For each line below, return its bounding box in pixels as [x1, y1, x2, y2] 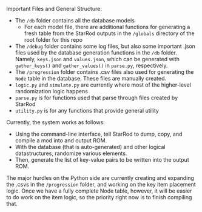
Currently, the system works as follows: [6, 119, 105, 126]
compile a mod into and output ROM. [15, 137, 107, 144]
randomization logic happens [15, 88, 88, 94]
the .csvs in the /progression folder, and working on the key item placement [6, 181, 196, 188]
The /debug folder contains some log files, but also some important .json [15, 42, 196, 50]
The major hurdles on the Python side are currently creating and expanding [6, 174, 194, 181]
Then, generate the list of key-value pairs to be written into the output [15, 156, 189, 163]
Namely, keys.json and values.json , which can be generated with [15, 56, 180, 62]
